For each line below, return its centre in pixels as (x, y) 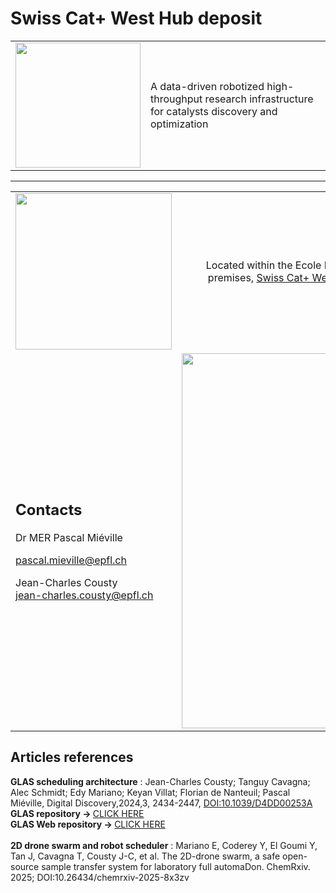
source (25, 866)
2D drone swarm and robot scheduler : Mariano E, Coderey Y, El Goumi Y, (164, 845)
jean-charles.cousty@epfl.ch (84, 595)
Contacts (49, 510)
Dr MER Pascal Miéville (69, 538)
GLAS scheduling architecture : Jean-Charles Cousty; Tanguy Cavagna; (160, 781)
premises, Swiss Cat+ (258, 277)
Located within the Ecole (263, 265)
